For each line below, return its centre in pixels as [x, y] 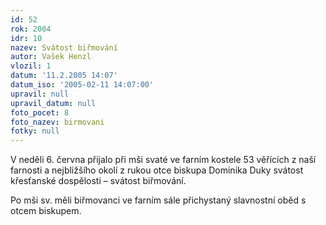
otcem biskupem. [46, 211]
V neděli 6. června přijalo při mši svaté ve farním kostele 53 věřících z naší [163, 160]
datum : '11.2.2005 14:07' [64, 76]
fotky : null [35, 131]
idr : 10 [26, 38]
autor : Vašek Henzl [51, 57]
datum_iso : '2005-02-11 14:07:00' [82, 85]
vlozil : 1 [31, 66]
